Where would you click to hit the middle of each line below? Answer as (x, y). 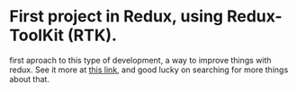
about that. (29, 79)
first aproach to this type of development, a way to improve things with (140, 60)
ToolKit (37, 35)
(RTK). (92, 35)
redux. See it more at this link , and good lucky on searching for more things (149, 70)
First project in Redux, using (116, 17)
